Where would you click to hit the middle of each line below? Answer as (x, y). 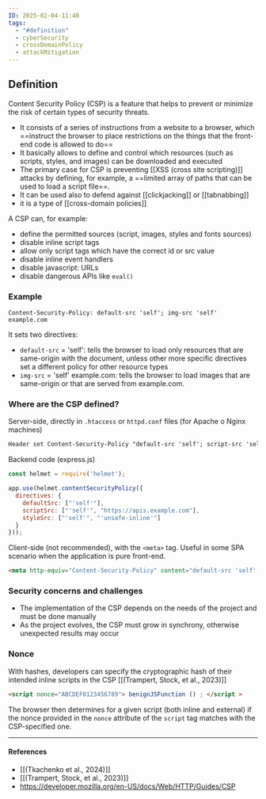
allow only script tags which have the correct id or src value (117, 250)
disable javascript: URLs (59, 267)
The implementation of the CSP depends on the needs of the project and (138, 608)
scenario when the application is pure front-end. (87, 556)
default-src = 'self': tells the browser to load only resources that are (131, 350)
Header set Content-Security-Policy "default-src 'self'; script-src (125, 445)
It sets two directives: (43, 335)
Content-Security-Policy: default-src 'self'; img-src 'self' (113, 313)
